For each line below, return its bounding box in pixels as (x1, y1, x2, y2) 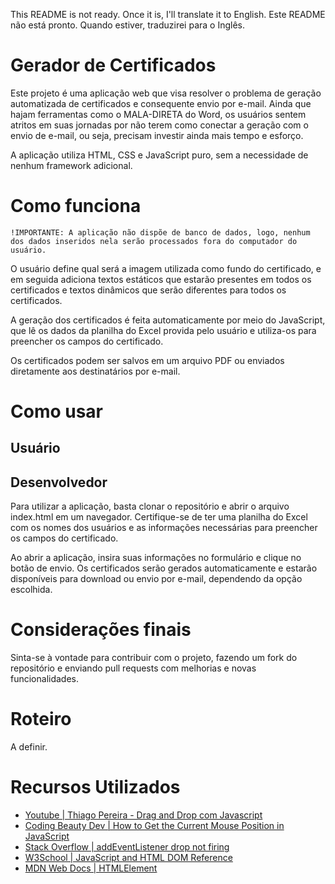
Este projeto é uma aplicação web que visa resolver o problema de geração (10, 87, 322, 99)
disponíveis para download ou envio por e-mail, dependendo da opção (10, 573, 303, 585)
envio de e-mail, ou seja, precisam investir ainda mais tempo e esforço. (10, 129, 304, 141)
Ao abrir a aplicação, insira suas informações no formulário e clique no (10, 552, 302, 564)
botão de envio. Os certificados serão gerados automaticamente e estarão (10, 562, 318, 574)
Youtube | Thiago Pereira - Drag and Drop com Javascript (24, 809, 263, 821)
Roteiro (10, 708, 72, 731)
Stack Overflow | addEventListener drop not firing (24, 841, 230, 853)
